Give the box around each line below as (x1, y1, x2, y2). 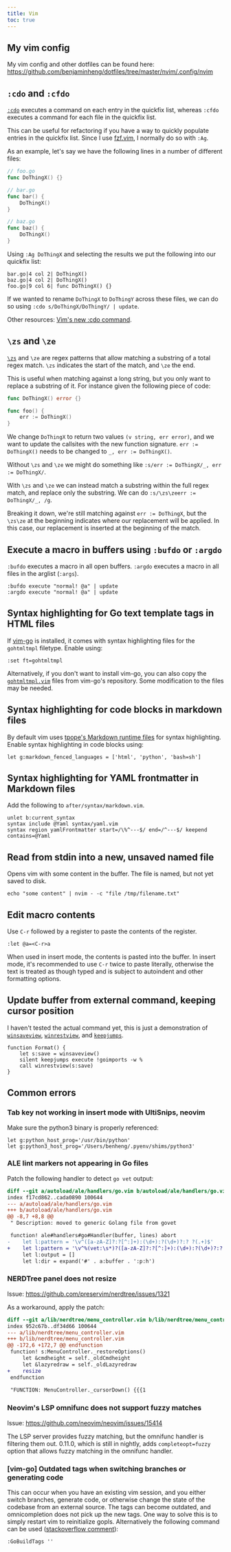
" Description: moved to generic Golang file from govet (10, 1220, 177, 1227)
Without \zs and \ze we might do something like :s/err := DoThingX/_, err (7, 461, 222, 469)
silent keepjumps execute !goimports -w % (19, 1056, 143, 1063)
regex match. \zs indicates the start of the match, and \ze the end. (7, 361, 196, 369)
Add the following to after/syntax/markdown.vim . (7, 801, 145, 809)
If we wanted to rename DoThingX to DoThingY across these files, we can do (7, 294, 219, 303)
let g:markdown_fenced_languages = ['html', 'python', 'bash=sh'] (7, 754, 201, 761)
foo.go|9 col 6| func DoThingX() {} (7, 282, 112, 289)
